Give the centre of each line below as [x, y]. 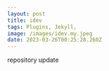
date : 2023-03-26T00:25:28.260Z [54, 40]
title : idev [25, 20]
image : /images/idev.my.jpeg [50, 33]
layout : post [26, 14]
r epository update [33, 60]
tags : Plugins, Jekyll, [42, 27]
